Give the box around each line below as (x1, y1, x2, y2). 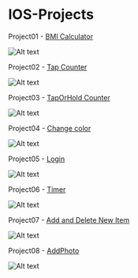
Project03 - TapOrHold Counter (8, 92, 110, 102)
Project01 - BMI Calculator (8, 32, 93, 41)
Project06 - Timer (8, 184, 66, 194)
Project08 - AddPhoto (8, 246, 80, 255)
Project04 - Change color (8, 123, 91, 133)
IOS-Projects (8, 6, 95, 24)
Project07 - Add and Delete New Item (8, 215, 130, 224)
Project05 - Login (8, 154, 65, 163)
